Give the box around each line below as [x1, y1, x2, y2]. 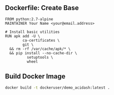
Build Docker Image [5, 72, 66, 80]
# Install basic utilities [5, 29, 60, 34]
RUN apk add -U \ [5, 33, 40, 38]
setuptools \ [26, 55, 54, 60]
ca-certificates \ [22, 38, 60, 43]
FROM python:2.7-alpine [5, 16, 54, 21]
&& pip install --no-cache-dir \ [9, 50, 77, 55]
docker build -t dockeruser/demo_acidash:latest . [5, 85, 110, 90]
